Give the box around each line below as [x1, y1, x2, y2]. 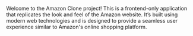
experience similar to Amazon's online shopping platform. [6, 23, 147, 30]
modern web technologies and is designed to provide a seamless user [6, 17, 178, 24]
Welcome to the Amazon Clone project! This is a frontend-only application [6, 5, 188, 12]
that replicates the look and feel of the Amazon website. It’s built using [6, 11, 178, 18]
